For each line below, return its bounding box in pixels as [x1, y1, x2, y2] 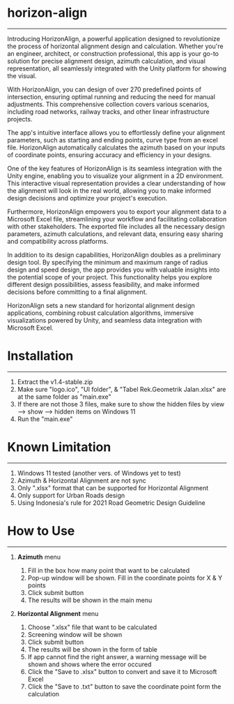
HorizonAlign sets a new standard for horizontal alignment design [7, 301, 195, 309]
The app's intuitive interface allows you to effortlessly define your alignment [7, 128, 226, 137]
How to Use [7, 523, 75, 538]
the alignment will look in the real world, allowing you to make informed [7, 186, 211, 195]
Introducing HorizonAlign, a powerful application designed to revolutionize [7, 34, 221, 43]
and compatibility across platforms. [7, 237, 109, 245]
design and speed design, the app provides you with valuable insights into [7, 265, 220, 274]
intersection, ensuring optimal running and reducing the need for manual [7, 92, 216, 101]
